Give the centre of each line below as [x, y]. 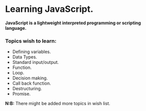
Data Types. [25, 57]
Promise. [21, 94]
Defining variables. [32, 52]
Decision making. [30, 78]
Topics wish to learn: [31, 41]
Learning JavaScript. [49, 9]
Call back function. [32, 83]
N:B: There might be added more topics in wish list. [58, 104]
